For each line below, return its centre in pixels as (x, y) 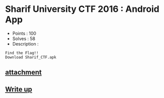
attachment (24, 73)
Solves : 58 (24, 39)
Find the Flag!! (22, 53)
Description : (25, 44)
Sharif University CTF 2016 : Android (82, 9)
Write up (19, 89)
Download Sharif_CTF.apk (31, 57)
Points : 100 (24, 33)
